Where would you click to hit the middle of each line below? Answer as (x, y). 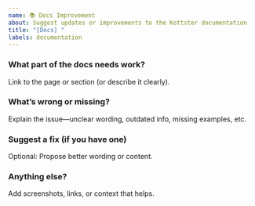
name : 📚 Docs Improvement (52, 15)
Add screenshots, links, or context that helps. (81, 193)
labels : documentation (45, 37)
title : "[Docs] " (36, 30)
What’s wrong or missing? (59, 102)
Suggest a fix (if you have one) (67, 139)
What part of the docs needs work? (76, 65)
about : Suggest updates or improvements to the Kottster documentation (127, 23)
